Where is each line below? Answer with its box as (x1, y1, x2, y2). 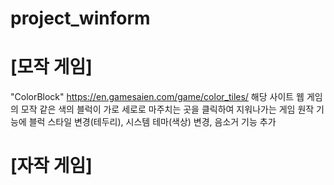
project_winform (10, 7, 151, 30)
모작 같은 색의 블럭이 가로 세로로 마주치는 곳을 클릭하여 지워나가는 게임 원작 (20, 103, 315, 116)
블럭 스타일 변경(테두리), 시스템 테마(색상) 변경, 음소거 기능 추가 (28, 116, 277, 128)
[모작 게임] (10, 56, 93, 79)
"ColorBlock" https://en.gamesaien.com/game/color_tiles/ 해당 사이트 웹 (10, 91, 305, 103)
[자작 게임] (10, 155, 93, 177)
